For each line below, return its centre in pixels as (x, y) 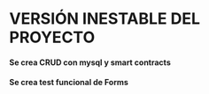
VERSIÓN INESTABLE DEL (105, 19)
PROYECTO (52, 37)
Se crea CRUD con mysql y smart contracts (90, 62)
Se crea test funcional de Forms (69, 83)
